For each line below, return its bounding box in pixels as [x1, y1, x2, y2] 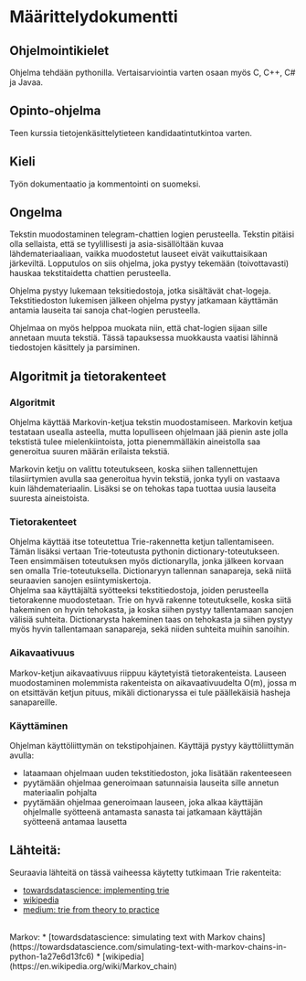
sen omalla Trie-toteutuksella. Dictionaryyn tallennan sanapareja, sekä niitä [9, 565, 292, 577]
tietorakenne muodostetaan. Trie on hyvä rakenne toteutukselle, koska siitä [9, 594, 292, 605]
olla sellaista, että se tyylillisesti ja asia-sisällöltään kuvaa [9, 239, 224, 250]
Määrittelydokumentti [9, 6, 178, 27]
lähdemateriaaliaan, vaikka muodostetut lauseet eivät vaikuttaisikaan [9, 249, 268, 260]
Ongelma [9, 205, 63, 220]
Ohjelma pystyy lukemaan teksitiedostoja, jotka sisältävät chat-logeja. [9, 285, 271, 296]
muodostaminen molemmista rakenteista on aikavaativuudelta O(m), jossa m [9, 677, 297, 688]
